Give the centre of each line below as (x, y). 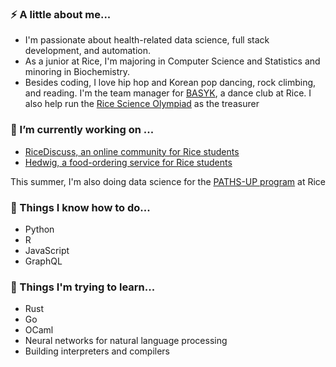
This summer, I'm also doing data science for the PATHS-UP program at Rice (168, 181)
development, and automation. (88, 51)
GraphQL (43, 261)
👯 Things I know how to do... (80, 207)
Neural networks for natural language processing (126, 341)
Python (39, 229)
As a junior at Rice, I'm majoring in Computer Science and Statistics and (172, 61)
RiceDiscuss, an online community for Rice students (132, 151)
